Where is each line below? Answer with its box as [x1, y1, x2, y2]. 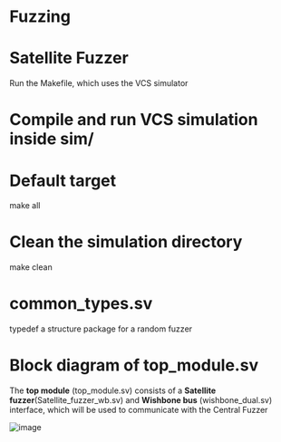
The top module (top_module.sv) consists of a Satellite [9, 385, 217, 396]
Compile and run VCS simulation [9, 110, 258, 130]
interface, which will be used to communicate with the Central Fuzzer [9, 405, 268, 416]
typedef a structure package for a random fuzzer [9, 323, 193, 334]
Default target [9, 170, 117, 191]
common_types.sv [9, 293, 153, 314]
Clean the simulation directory [9, 232, 243, 253]
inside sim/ [9, 129, 94, 149]
